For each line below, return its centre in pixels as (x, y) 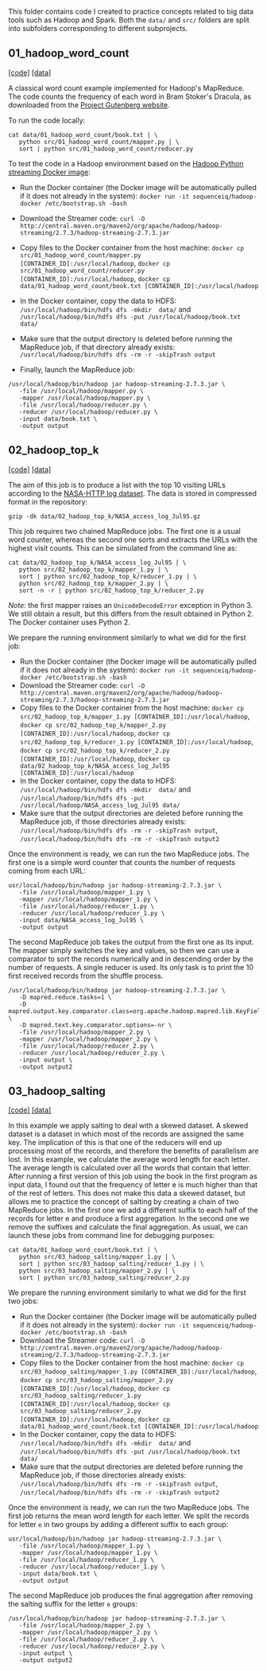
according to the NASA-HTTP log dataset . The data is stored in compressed (132, 493)
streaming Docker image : (50, 172)
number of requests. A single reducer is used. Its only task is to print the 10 (131, 967)
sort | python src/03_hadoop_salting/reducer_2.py (104, 1278)
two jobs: (23, 1301)
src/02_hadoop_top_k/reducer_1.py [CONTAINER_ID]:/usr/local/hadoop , (137, 741)
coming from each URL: (47, 871)
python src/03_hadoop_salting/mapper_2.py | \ (97, 1271)
